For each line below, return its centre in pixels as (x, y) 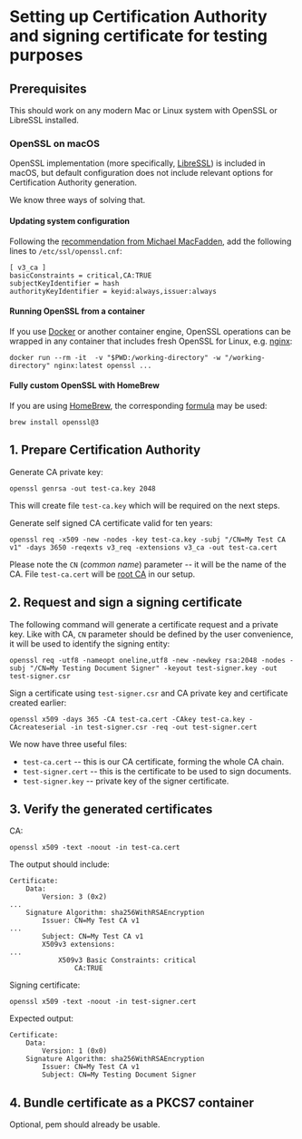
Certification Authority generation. (73, 182)
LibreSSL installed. (44, 120)
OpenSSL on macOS (54, 143)
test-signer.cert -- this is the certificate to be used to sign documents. (157, 771)
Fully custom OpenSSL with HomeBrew (85, 385)
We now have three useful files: (68, 744)
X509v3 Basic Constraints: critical (127, 960)
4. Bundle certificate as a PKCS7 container (132, 1102)
